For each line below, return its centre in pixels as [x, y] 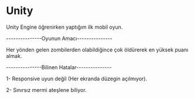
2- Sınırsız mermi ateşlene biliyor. [46, 90]
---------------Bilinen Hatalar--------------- [59, 67]
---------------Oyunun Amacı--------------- [59, 38]
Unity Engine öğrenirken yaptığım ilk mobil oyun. [64, 27]
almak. [14, 56]
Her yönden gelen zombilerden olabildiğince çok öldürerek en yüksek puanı [97, 49]
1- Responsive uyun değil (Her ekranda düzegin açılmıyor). [77, 78]
